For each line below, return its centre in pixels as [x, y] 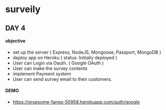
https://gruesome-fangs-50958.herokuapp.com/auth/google [76, 102]
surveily [23, 9]
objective [16, 41]
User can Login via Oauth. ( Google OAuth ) [58, 63]
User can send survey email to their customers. [62, 79]
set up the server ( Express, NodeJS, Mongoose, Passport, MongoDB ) [87, 52]
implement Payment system [42, 74]
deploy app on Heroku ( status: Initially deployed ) [65, 57]
